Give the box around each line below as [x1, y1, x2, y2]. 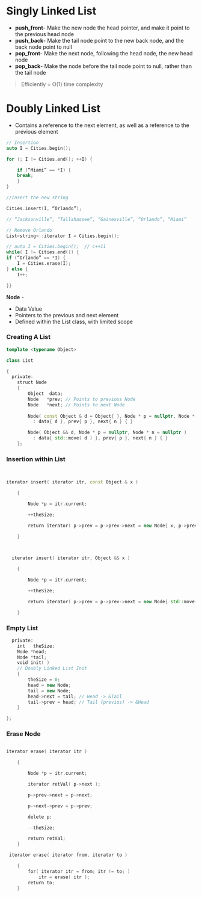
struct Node [17, 379, 47, 386]
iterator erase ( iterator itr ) [6, 748, 87, 755]
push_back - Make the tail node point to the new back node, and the [14, 37, 185, 44]
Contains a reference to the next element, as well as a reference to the [14, 122, 189, 129]
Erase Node [6, 730, 41, 738]
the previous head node [14, 30, 74, 37]
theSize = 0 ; [28, 677, 61, 683]
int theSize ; [17, 643, 55, 649]
